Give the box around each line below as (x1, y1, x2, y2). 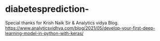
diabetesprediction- (5, 3, 89, 15)
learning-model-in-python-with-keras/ (5, 30, 84, 36)
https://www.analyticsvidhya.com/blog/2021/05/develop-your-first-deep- (5, 25, 156, 31)
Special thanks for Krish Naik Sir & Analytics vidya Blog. (5, 20, 119, 26)
